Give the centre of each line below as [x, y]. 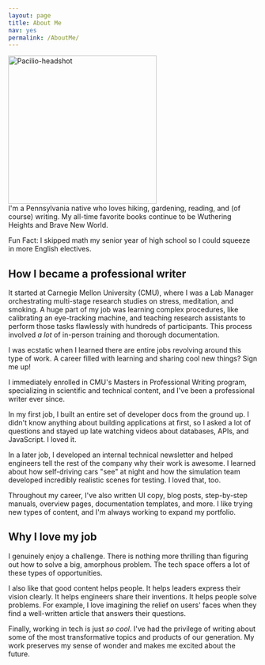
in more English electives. [50, 249]
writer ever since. [37, 399]
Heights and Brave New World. [58, 225]
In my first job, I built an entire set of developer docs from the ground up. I [129, 414]
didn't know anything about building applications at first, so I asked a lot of [130, 423]
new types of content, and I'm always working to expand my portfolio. [122, 512]
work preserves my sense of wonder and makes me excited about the [122, 645]
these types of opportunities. [55, 572]
